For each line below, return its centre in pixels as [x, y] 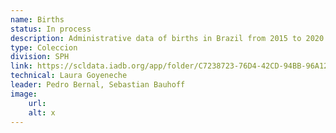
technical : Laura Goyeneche [69, 76]
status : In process [51, 29]
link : [21, 66]
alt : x [42, 112]
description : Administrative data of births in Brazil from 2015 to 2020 [167, 38]
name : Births [37, 19]
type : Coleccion [44, 47]
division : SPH [40, 57]
